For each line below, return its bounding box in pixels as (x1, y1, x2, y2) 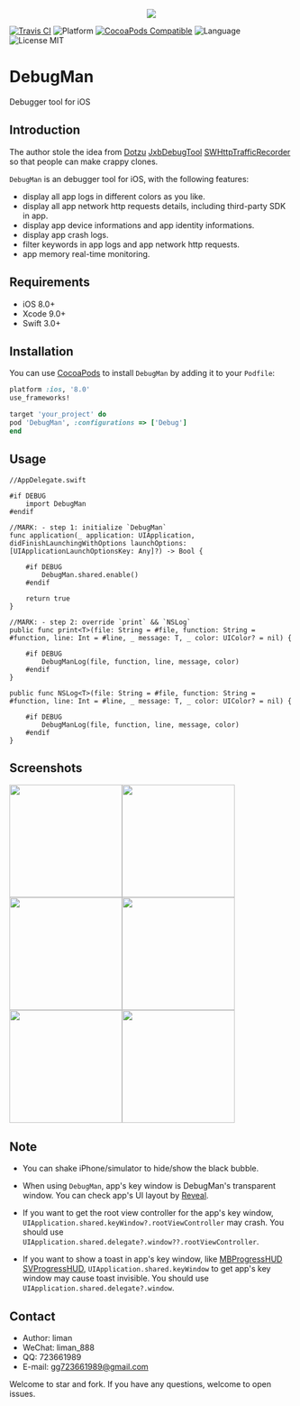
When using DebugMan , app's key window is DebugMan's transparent (22, 1181, 277, 1191)
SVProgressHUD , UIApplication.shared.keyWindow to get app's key (22, 1264, 271, 1274)
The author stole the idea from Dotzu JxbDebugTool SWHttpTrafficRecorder (9, 146, 291, 157)
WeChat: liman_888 (22, 1342, 95, 1353)
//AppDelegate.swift (9, 475, 87, 484)
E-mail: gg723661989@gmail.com (22, 1362, 149, 1372)
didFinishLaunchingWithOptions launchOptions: (9, 538, 187, 547)
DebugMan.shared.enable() (41, 570, 140, 579)
